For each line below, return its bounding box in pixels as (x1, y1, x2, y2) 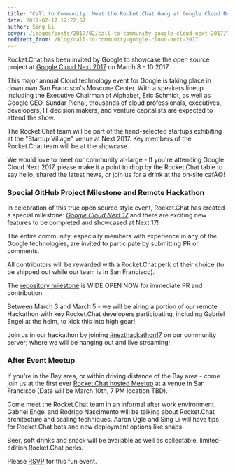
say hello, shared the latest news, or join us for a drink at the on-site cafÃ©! (7, 171, 225, 179)
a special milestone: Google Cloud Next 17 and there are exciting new (7, 211, 207, 220)
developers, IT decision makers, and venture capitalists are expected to (7, 106, 213, 115)
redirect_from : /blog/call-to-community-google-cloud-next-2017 (7, 36, 199, 43)
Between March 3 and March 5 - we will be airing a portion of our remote (7, 302, 218, 311)
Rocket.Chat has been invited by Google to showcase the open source (7, 55, 210, 64)
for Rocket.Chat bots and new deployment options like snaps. (7, 422, 184, 431)
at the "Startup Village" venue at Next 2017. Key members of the (7, 134, 192, 143)
